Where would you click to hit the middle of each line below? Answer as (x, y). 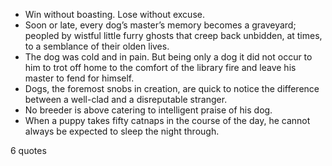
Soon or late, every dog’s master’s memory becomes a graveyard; (160, 25)
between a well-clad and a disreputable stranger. (126, 99)
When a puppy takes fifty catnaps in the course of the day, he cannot (167, 120)
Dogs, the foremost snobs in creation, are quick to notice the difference (172, 88)
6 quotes (28, 150)
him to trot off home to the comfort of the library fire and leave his (160, 67)
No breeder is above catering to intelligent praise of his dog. (148, 110)
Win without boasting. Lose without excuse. (114, 14)
